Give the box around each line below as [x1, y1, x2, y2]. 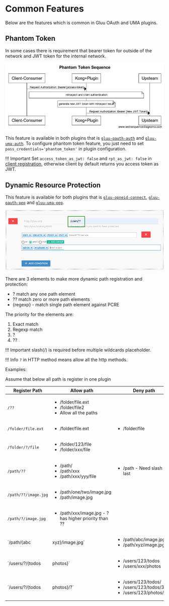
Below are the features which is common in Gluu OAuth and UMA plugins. [5, 20, 158, 26]
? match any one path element [12, 291, 75, 297]
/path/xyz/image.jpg [123, 542, 165, 548]
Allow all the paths [59, 409, 98, 415]
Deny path [133, 387, 155, 393]
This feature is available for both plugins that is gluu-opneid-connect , [5, 194, 147, 200]
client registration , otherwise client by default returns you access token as [5, 161, 159, 167]
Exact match [12, 321, 39, 327]
